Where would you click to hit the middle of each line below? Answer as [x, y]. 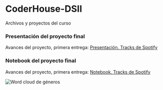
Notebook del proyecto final [41, 61]
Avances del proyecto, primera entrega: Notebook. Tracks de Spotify [78, 72]
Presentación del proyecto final [45, 36]
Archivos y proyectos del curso [38, 23]
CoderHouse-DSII [44, 9]
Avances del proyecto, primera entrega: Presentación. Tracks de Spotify [81, 48]
